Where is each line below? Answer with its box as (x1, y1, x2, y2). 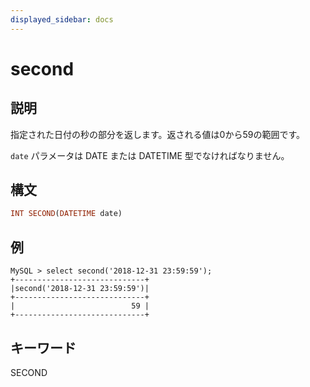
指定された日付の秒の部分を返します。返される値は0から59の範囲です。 (10, 128, 306, 140)
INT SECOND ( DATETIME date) (10, 209, 123, 219)
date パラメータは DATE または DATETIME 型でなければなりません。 (10, 149, 290, 161)
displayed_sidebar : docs (10, 14, 114, 25)
